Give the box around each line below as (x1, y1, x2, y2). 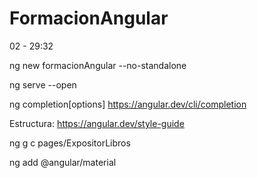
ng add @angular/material (9, 156, 117, 168)
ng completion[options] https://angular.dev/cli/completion (9, 98, 247, 110)
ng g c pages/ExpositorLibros (9, 137, 131, 149)
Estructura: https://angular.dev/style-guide (9, 117, 185, 129)
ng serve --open (9, 78, 77, 91)
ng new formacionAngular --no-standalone (9, 59, 187, 71)
